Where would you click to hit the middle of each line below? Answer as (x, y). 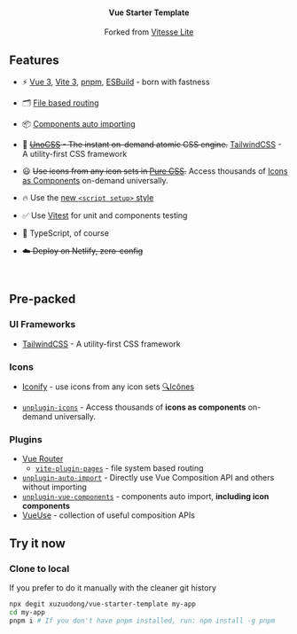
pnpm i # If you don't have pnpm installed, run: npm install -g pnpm (142, 621)
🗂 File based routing (60, 103)
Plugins (26, 439)
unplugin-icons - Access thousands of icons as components (134, 407)
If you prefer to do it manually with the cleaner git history (113, 587)
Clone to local (39, 568)
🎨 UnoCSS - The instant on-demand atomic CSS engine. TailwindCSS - (152, 145)
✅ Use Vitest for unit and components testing (105, 215)
